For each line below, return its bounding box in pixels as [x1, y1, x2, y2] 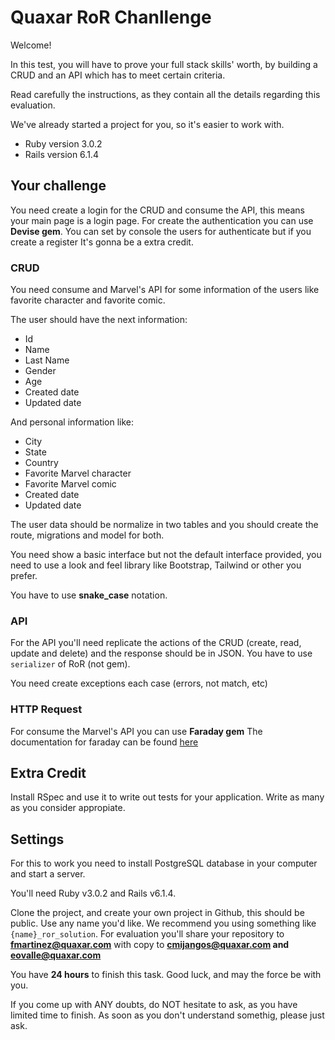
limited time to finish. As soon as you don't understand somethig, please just [10, 1009, 325, 1021]
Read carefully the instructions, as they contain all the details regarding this [10, 88, 321, 100]
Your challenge [10, 177, 107, 195]
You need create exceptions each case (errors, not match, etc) [10, 677, 268, 690]
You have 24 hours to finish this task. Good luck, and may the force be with [10, 969, 322, 981]
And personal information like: [10, 416, 135, 428]
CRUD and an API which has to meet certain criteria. [10, 69, 226, 81]
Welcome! [10, 39, 52, 51]
